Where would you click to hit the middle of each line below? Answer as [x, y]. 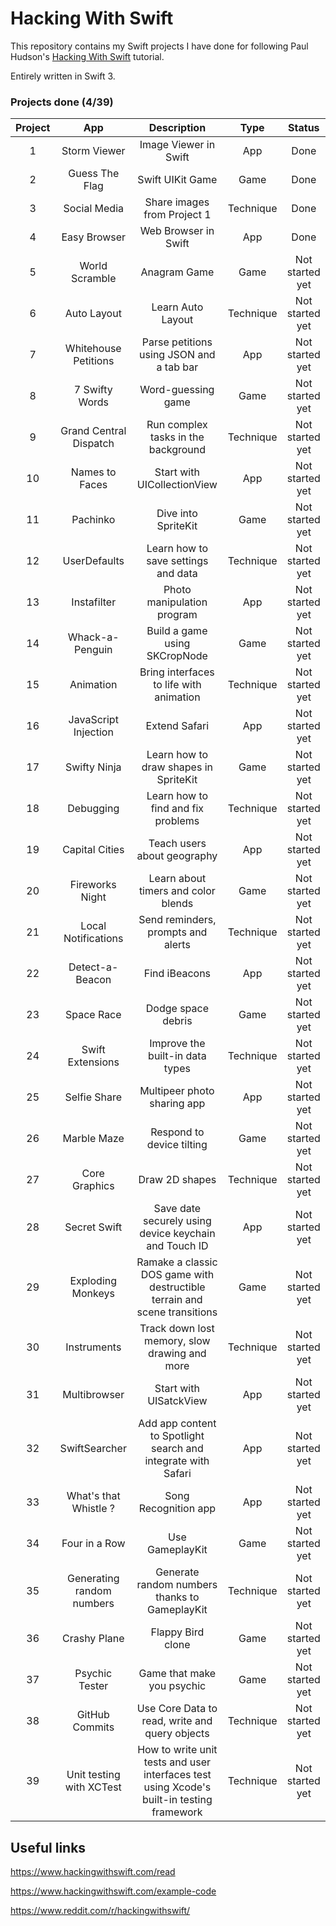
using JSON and [177, 355]
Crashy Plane [93, 1639]
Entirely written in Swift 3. [63, 76]
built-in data [177, 1056]
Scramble [94, 279]
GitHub [93, 1715]
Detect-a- [93, 967]
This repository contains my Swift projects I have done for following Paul [159, 46]
